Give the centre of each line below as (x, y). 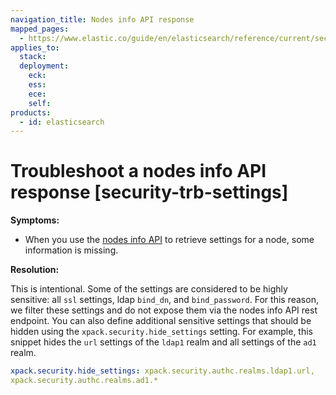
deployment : (44, 66)
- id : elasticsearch (62, 122)
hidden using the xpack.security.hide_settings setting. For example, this (161, 332)
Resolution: (35, 270)
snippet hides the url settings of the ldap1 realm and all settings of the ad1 (163, 342)
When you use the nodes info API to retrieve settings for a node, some (169, 240)
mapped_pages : (40, 29)
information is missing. (71, 250)
